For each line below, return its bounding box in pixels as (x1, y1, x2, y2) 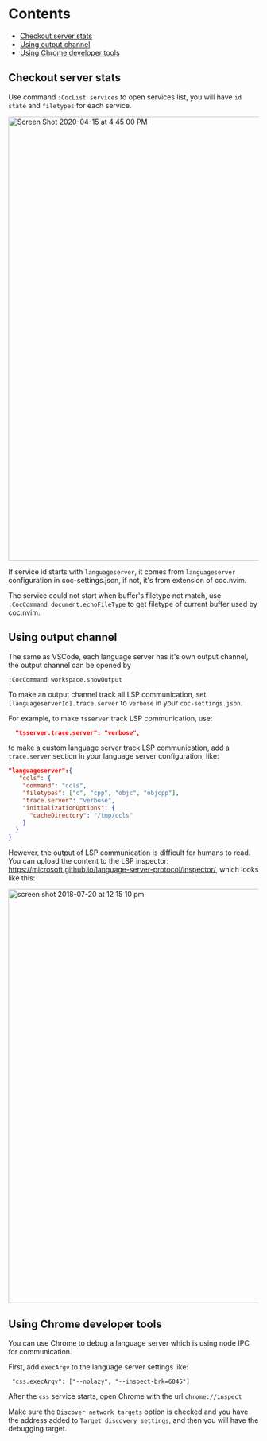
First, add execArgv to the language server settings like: (8, 1362, 189, 1372)
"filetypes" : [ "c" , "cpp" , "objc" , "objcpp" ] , (22, 789, 180, 798)
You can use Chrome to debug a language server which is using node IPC (8, 1338, 250, 1348)
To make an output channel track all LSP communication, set (8, 689, 207, 699)
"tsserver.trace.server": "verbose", (15, 728, 141, 736)
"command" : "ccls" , (22, 782, 87, 790)
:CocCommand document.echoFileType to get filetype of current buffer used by (8, 599, 258, 608)
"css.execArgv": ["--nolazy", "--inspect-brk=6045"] (11, 1377, 191, 1385)
